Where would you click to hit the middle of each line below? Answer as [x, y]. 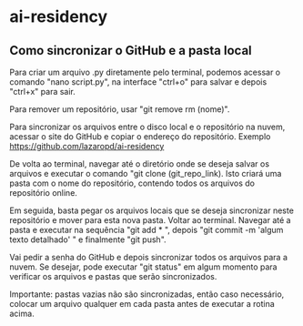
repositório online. [43, 193]
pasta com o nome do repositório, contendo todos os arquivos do [132, 183]
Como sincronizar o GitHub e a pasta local [131, 51]
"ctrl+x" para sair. [42, 92]
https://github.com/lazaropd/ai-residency [87, 146]
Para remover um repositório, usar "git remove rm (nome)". [120, 109]
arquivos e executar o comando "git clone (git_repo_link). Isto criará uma [146, 173]
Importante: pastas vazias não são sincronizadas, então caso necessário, [147, 294]
